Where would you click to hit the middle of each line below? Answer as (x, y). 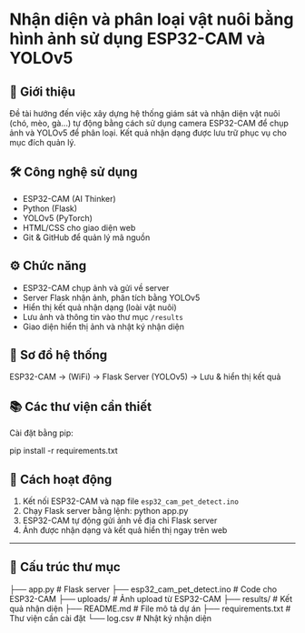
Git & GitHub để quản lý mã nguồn (86, 237)
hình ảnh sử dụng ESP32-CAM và (138, 39)
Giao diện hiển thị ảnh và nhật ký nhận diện (103, 327)
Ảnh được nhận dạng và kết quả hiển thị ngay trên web (125, 530)
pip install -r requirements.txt (64, 451)
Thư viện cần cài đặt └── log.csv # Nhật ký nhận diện (110, 618)
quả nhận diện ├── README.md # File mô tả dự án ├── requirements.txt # (150, 608)
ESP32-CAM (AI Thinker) (69, 198)
